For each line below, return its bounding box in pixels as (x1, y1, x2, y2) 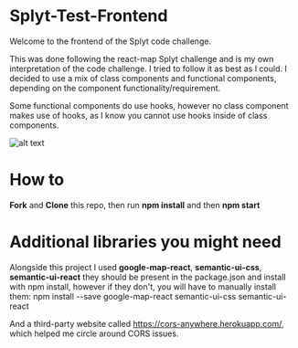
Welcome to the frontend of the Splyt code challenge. (9, 36, 212, 47)
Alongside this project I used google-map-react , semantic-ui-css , (9, 261, 262, 272)
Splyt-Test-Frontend (9, 5, 168, 26)
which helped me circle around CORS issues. (9, 328, 179, 339)
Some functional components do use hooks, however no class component (9, 100, 290, 111)
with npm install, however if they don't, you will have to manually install (9, 280, 277, 292)
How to (9, 170, 65, 190)
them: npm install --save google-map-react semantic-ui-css (9, 290, 237, 301)
